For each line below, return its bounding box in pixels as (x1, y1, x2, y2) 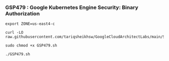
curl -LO (5, 30, 24, 35)
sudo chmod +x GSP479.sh (5, 43, 57, 48)
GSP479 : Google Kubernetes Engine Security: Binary (5, 4, 138, 11)
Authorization (5, 10, 40, 17)
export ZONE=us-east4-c (5, 21, 55, 26)
